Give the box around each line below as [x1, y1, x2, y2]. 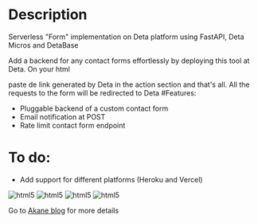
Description [8, 6, 88, 24]
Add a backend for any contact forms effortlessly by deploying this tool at [8, 56, 250, 65]
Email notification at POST [19, 111, 106, 121]
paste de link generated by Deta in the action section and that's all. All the [8, 80, 250, 89]
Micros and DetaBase [8, 40, 79, 49]
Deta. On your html [8, 64, 70, 73]
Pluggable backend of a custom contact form [19, 104, 169, 113]
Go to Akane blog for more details [8, 205, 119, 215]
